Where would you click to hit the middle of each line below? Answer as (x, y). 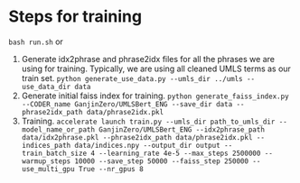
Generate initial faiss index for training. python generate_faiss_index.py (155, 96)
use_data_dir (46, 87)
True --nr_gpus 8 (111, 169)
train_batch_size (54, 153)
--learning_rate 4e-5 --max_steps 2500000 (179, 153)
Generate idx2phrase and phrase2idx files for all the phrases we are (148, 59)
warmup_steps (46, 161)
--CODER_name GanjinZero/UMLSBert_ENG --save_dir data (127, 104)
